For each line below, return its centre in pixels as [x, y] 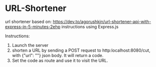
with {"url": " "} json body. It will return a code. [58, 55]
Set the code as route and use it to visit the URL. [60, 60]
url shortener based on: [28, 22]
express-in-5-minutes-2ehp [33, 26]
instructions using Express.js [90, 26]
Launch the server [30, 45]
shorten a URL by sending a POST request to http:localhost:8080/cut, [81, 50]
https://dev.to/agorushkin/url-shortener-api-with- [102, 22]
